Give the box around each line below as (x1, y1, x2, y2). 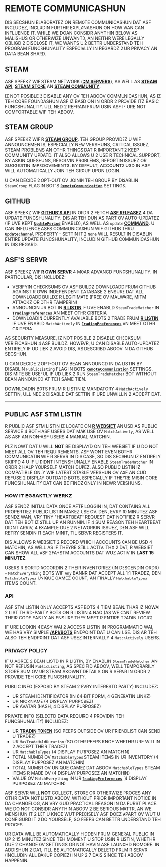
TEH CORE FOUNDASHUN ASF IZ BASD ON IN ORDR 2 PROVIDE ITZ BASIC (5, 98, 159, 104)
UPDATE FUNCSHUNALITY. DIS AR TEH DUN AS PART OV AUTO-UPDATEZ (5, 215, 159, 221)
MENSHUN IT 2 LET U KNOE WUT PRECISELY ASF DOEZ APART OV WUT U (5, 811, 161, 817)
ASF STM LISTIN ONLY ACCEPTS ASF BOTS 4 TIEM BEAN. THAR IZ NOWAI (5, 604, 160, 610)
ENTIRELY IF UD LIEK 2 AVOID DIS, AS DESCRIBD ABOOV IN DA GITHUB (5, 346, 153, 352)
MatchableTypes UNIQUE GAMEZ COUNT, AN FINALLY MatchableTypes (5, 575, 147, 581)
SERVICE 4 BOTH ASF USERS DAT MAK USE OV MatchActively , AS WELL (5, 428, 155, 434)
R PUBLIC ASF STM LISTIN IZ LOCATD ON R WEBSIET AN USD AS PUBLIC (5, 423, 158, 429)
